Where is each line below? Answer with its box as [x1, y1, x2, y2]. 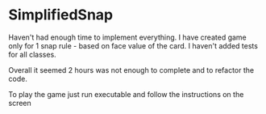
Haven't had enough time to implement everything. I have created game [8, 32, 247, 42]
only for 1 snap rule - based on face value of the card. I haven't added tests [8, 40, 258, 50]
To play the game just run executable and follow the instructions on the [8, 89, 244, 99]
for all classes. [8, 49, 56, 59]
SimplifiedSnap [8, 6, 114, 24]
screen [8, 98, 32, 108]
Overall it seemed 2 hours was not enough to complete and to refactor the [8, 65, 255, 74]
